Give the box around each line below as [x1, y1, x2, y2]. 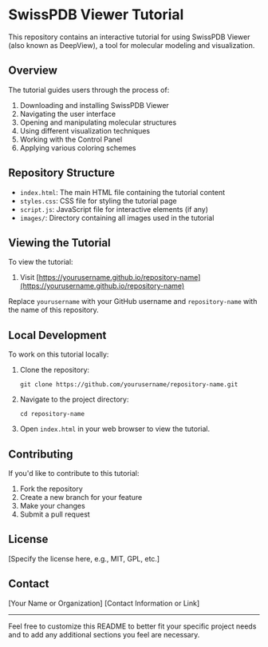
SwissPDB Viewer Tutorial [8, 6, 184, 24]
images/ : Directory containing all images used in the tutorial [19, 213, 215, 222]
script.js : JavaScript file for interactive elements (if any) [19, 204, 209, 214]
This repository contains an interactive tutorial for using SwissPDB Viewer [8, 32, 250, 42]
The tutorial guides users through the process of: [8, 85, 170, 94]
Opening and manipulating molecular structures [19, 118, 177, 127]
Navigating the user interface [19, 109, 116, 118]
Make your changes [19, 501, 85, 510]
